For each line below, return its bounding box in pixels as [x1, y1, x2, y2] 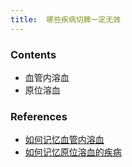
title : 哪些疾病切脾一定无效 [10, 14, 122, 25]
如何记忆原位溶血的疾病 [24, 146, 122, 158]
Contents [10, 47, 57, 61]
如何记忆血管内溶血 [24, 134, 105, 146]
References [10, 109, 68, 123]
